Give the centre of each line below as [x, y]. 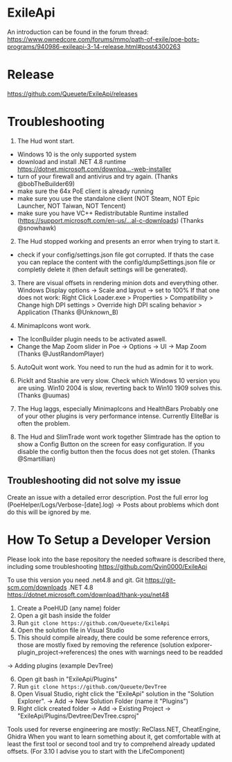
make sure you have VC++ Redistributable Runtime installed [102, 213]
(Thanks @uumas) [44, 395]
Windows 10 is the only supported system [77, 154]
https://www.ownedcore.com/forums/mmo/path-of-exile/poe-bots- [103, 39]
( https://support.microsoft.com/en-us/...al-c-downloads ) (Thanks [110, 220]
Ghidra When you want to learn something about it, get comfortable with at [114, 736]
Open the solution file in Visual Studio [71, 630]
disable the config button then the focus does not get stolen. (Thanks [116, 451]
